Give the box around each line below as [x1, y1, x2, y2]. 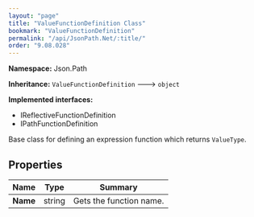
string [43, 194, 66, 206]
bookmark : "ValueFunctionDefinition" [8, 27, 135, 35]
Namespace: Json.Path [8, 63, 87, 73]
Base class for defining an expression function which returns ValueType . [8, 134, 247, 145]
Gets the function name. [73, 194, 164, 206]
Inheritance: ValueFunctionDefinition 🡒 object [8, 80, 180, 89]
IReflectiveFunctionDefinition [19, 110, 117, 121]
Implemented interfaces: [8, 95, 94, 104]
